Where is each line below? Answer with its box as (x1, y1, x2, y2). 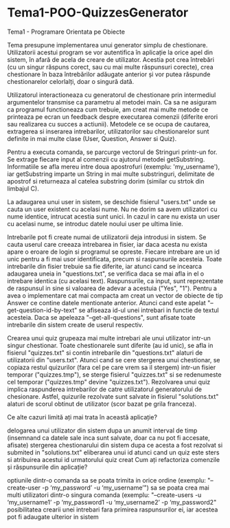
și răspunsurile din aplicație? (7, 463, 88, 471)
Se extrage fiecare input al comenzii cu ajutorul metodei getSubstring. (7, 155, 205, 163)
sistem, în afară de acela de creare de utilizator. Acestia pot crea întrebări (7, 55, 215, 63)
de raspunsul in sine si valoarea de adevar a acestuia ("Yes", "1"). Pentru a (7, 284, 218, 292)
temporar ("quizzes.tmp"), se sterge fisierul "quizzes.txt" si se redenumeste (7, 370, 222, 379)
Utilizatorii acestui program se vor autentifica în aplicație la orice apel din (7, 48, 213, 56)
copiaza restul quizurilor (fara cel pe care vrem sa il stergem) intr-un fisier (7, 363, 216, 371)
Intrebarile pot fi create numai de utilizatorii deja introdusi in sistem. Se (7, 232, 207, 241)
